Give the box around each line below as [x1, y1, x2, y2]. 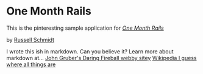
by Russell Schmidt [6, 36, 55, 43]
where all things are [6, 61, 56, 68]
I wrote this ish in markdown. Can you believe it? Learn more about [6, 47, 174, 55]
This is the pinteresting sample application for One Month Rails [6, 24, 164, 32]
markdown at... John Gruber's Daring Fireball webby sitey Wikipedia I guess [6, 54, 197, 61]
